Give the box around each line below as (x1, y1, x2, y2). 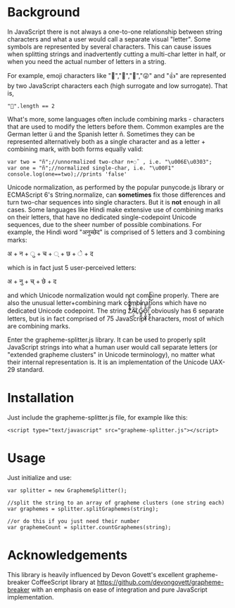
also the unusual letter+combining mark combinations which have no (7, 298, 207, 306)
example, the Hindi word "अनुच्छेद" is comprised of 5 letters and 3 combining (7, 228, 225, 236)
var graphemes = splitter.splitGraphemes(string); (7, 505, 159, 512)
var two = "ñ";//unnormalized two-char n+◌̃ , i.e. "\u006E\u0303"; (7, 158, 212, 165)
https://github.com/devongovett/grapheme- (96, 578, 224, 586)
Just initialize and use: (7, 473, 72, 481)
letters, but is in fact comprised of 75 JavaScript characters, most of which (7, 314, 224, 323)
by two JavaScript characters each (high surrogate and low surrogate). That (7, 82, 228, 90)
